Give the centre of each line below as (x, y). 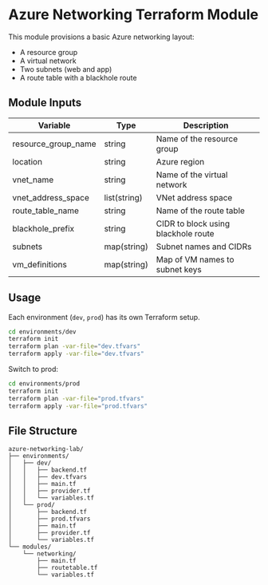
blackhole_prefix (43, 228)
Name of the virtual (192, 175)
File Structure (43, 431)
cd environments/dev (43, 332)
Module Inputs (45, 103)
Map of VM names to (195, 259)
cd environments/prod (44, 384)
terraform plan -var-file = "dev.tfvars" (75, 346)
